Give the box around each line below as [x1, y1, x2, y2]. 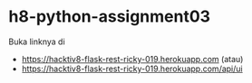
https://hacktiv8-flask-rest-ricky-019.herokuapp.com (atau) [21, 53, 244, 64]
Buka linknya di [8, 36, 65, 47]
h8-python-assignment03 [8, 6, 210, 27]
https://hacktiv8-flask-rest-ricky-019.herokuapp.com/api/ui [21, 63, 243, 74]
